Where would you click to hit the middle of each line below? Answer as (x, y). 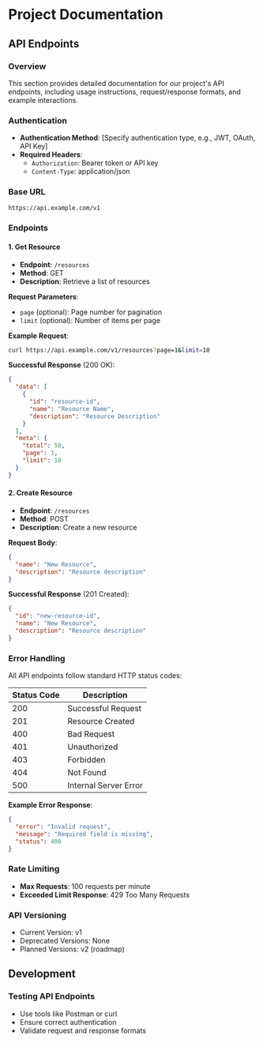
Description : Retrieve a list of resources (85, 281)
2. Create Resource (40, 493)
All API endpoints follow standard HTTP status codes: (95, 676)
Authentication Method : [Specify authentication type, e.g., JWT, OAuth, (137, 138)
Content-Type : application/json (81, 171)
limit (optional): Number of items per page (90, 320)
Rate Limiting (34, 869)
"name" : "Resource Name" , (71, 409)
